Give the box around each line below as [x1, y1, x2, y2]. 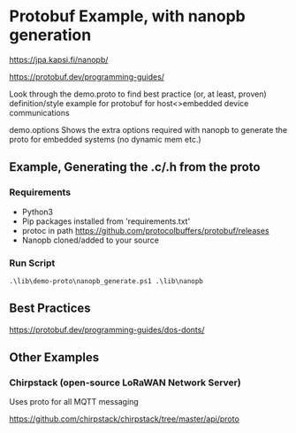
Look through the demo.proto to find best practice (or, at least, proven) [9, 89, 267, 99]
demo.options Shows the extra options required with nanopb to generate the [9, 124, 288, 135]
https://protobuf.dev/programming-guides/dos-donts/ [9, 324, 205, 335]
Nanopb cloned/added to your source [21, 235, 159, 245]
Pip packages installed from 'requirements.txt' [21, 215, 191, 227]
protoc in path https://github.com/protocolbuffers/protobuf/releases [21, 225, 269, 236]
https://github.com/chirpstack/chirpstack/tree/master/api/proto [9, 414, 240, 424]
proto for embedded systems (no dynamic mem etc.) [9, 134, 201, 144]
